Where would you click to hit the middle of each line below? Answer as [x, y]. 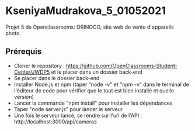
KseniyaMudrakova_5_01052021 [86, 11]
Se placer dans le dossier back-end [57, 78]
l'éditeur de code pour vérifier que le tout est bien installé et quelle [94, 90]
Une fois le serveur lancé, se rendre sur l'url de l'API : [78, 115]
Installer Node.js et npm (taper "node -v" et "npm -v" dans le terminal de [101, 84]
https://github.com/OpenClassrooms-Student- [122, 65]
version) [24, 96]
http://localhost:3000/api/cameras [55, 122]
